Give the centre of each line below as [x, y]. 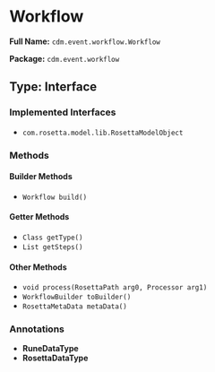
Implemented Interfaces [63, 112]
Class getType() [52, 238]
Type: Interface [53, 87]
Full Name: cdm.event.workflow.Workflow [85, 41]
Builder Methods [41, 177]
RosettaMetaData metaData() [74, 307]
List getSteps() [52, 247]
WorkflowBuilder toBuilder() [77, 298]
